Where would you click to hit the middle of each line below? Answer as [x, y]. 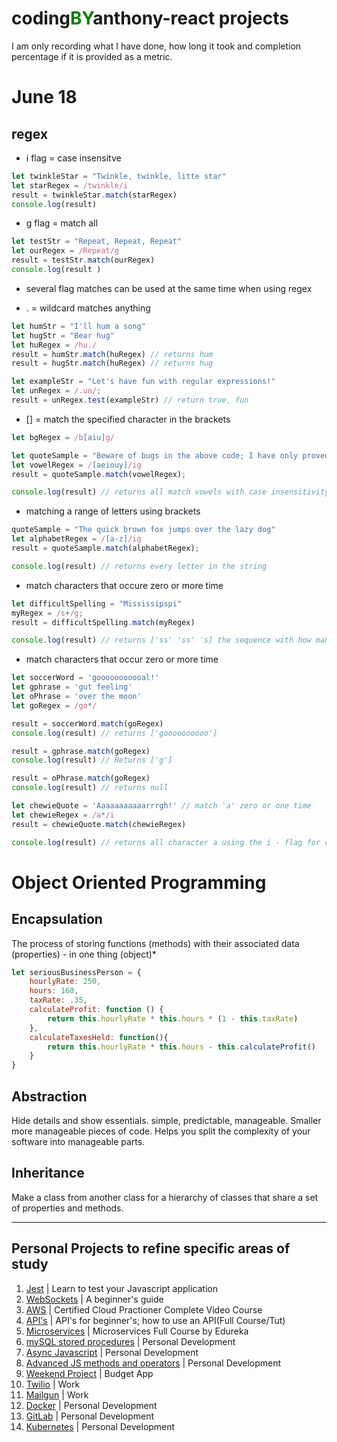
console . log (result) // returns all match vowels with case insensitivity [170, 492]
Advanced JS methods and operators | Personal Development [153, 1363]
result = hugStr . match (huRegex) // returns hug [112, 363]
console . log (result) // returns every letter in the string [139, 566]
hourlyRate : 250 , [65, 982]
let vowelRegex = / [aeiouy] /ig [76, 465]
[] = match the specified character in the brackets [128, 419]
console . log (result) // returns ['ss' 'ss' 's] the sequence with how [161, 640]
